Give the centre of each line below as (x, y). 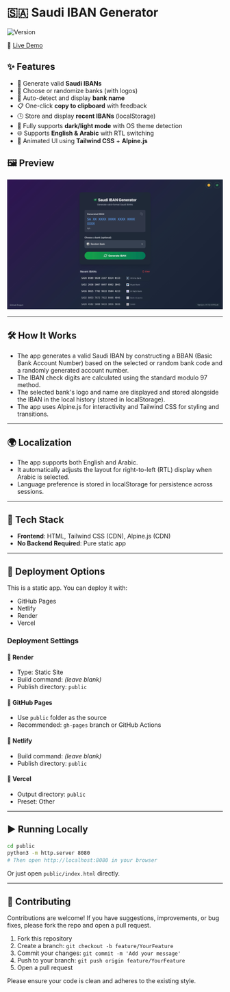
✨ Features (31, 67)
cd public (21, 846)
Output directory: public (51, 794)
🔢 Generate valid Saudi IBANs (59, 83)
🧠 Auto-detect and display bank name (71, 98)
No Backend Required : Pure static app (72, 543)
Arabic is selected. (43, 477)
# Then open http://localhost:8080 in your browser (82, 860)
